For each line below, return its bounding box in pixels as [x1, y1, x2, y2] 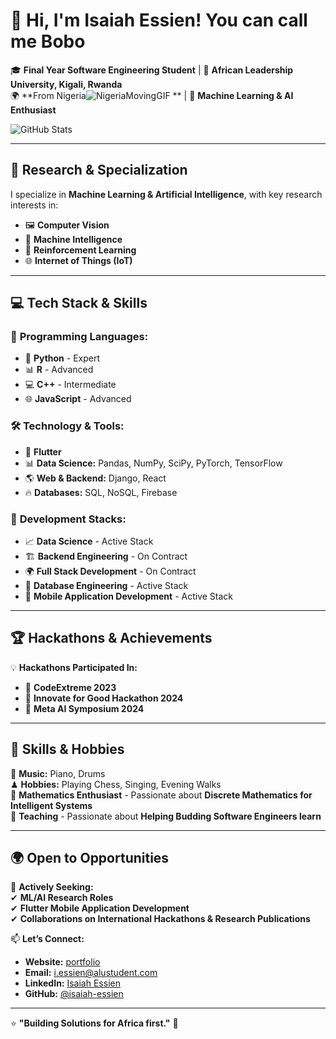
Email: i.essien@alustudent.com [24, 967, 158, 979]
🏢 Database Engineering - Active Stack [24, 580, 189, 592]
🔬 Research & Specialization [10, 162, 188, 179]
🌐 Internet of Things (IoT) [24, 254, 133, 266]
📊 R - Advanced [24, 364, 94, 376]
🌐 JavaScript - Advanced [24, 393, 132, 405]
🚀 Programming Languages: [10, 330, 149, 344]
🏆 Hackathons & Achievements [10, 630, 213, 647]
